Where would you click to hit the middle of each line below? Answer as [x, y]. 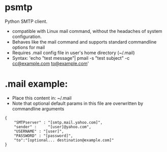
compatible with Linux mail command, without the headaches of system [87, 31]
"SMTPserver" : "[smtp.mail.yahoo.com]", [58, 122]
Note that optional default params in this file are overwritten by [77, 103]
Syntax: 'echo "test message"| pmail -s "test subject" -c [71, 58]
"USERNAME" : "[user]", [39, 131]
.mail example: [36, 84]
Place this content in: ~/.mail [42, 98]
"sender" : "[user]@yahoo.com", [53, 127]
